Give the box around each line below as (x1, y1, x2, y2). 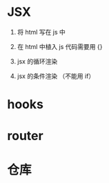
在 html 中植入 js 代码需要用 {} (17, 42, 103, 50)
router (7, 128, 43, 144)
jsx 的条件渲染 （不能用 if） (17, 72, 95, 80)
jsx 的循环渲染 (17, 57, 58, 66)
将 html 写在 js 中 (17, 28, 66, 36)
